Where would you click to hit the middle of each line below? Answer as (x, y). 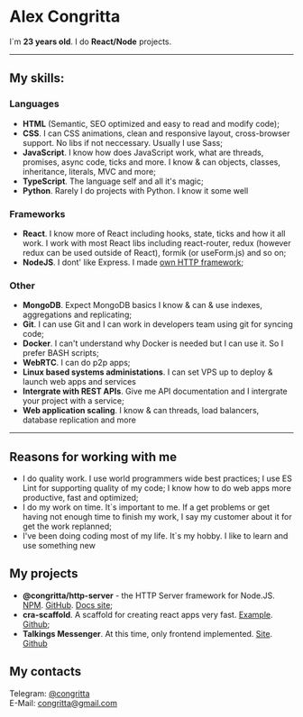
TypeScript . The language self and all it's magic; (113, 181)
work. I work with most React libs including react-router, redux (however (156, 243)
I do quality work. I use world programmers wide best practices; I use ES (157, 478)
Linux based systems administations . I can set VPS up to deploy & (147, 372)
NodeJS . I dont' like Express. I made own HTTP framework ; (133, 262)
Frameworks (37, 213)
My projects (44, 574)
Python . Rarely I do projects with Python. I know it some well (135, 190)
